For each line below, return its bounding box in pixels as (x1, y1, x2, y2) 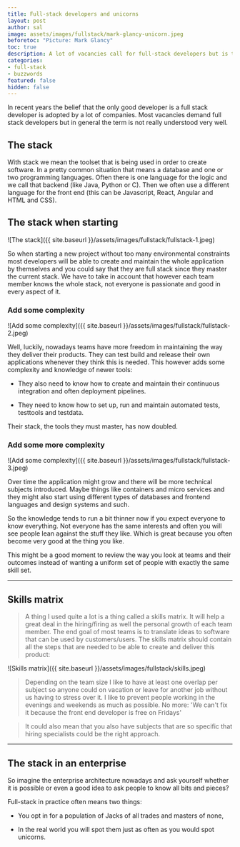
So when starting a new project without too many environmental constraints (7, 249, 231, 258)
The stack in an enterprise (7, 757, 126, 769)
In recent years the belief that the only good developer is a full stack (7, 103, 209, 111)
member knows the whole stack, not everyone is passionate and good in (7, 279, 221, 288)
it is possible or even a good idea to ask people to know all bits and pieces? (7, 783, 229, 793)
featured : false (7, 76, 56, 84)
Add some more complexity (7, 440, 105, 450)
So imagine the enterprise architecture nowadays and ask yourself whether (7, 776, 229, 785)
